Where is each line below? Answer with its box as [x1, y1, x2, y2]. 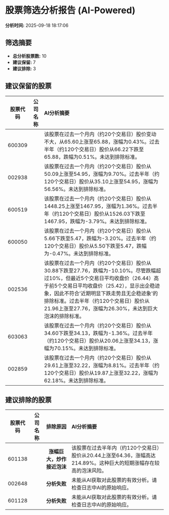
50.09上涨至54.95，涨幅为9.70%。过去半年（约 [44, 170, 160, 177]
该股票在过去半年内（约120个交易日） [71, 444, 159, 451]
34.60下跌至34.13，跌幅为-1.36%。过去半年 [44, 330, 153, 337]
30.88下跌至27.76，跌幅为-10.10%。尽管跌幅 [44, 267, 156, 274]
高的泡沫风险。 [71, 467, 107, 474]
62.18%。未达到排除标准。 [44, 377, 109, 384]
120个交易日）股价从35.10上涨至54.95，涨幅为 [44, 178, 158, 185]
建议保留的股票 [5, 82, 52, 90]
